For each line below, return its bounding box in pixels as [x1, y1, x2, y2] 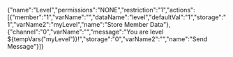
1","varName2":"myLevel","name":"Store [7, 21, 123, 28]
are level [139, 27, 164, 36]
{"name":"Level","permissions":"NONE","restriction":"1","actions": [7, 6, 195, 14]
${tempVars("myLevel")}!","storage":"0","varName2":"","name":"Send [7, 35, 208, 43]
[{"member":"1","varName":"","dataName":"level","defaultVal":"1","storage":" [7, 13, 227, 21]
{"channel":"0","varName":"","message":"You [7, 27, 138, 36]
